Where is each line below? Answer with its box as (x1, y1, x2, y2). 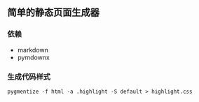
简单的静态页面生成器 (7, 6, 99, 19)
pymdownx (17, 53, 50, 61)
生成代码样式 (7, 72, 51, 82)
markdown (17, 45, 49, 54)
